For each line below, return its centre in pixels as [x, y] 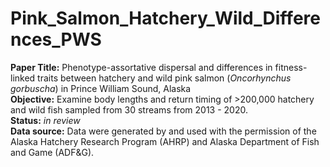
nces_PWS [56, 39]
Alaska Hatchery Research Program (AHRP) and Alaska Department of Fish [165, 141]
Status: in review [45, 120]
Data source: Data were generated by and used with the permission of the [163, 131]
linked [23, 78]
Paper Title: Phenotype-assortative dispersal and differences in [141, 67]
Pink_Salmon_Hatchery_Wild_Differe [165, 18]
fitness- [291, 67]
